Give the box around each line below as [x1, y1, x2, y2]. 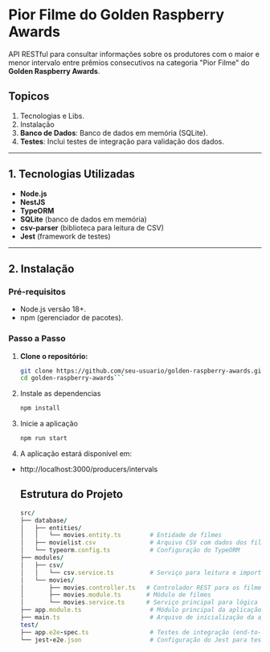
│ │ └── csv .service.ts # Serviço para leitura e [19, 568, 237, 577]
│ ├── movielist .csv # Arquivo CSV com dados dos [19, 539, 247, 547]
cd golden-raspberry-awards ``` [19, 374, 125, 382]
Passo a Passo [8, 333, 66, 344]
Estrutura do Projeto [19, 487, 124, 501]
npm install [19, 404, 60, 413]
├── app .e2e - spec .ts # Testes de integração [19, 628, 230, 636]
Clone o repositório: [19, 351, 88, 361]
